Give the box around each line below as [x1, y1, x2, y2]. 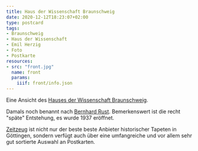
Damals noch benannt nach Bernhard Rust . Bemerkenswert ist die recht [6, 108, 181, 115]
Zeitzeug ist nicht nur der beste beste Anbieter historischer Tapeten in [6, 126, 177, 133]
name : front [11, 69, 41, 75]
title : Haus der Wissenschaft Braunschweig [6, 8, 115, 15]
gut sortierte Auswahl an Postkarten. [6, 139, 96, 145]
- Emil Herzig [6, 42, 41, 48]
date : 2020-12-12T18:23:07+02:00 [6, 14, 89, 20]
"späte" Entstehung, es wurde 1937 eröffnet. [6, 114, 115, 121]
